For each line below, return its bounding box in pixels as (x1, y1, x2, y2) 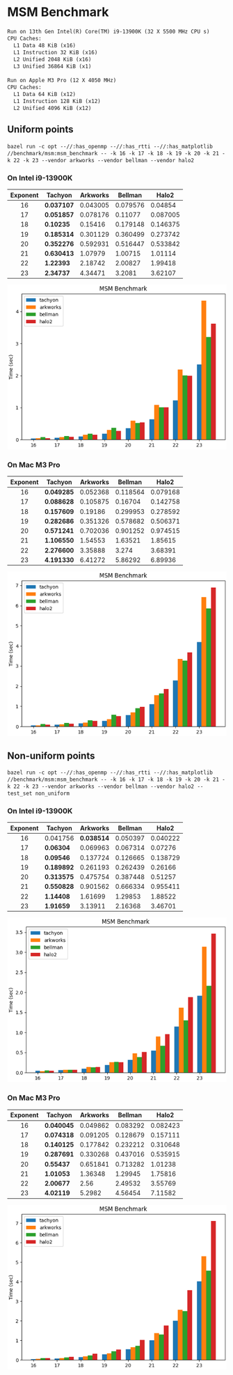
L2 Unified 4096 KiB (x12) (13, 104, 92, 111)
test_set (7, 790, 33, 798)
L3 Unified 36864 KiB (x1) (13, 63, 92, 70)
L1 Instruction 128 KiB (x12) (13, 98, 101, 104)
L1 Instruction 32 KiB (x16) (13, 49, 98, 56)
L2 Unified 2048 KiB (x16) (13, 56, 92, 63)
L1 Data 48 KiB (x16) (13, 42, 77, 49)
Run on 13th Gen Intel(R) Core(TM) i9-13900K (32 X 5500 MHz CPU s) (7, 28, 210, 35)
